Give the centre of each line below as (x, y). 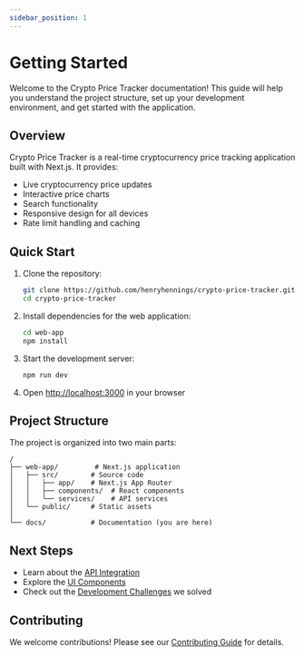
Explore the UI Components (74, 583)
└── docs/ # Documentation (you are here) (111, 523)
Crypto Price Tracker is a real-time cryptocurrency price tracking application (152, 157)
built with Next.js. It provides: (64, 167)
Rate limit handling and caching (81, 223)
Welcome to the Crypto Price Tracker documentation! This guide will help (146, 88)
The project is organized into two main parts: (93, 443)
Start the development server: (78, 358)
